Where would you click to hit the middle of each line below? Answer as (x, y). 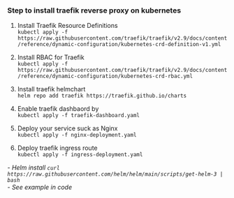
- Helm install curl (34, 168)
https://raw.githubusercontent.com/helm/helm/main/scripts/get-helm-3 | (115, 174)
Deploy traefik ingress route (57, 148)
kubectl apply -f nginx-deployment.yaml (77, 135)
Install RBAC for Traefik (51, 57)
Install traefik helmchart (51, 89)
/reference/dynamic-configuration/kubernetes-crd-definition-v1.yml (119, 45)
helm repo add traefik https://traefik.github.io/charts (102, 96)
